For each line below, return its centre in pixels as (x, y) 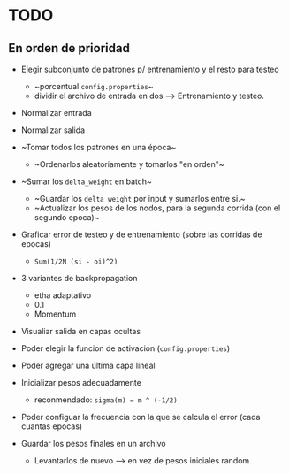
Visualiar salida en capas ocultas (81, 331)
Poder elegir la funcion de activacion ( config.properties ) (125, 348)
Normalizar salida (53, 130)
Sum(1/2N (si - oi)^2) (76, 262)
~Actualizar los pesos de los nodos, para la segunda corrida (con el (157, 208)
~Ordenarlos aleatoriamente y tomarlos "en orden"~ (129, 164)
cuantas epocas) (52, 426)
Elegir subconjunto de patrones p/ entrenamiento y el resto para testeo (150, 69)
